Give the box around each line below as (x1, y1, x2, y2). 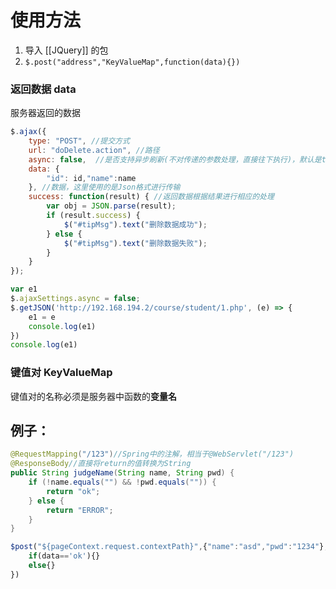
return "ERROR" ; (46, 505, 114, 515)
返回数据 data (10, 82, 77, 96)
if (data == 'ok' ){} (28, 551, 101, 561)
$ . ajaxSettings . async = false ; (10, 294, 141, 304)
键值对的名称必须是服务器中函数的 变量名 (10, 390, 177, 402)
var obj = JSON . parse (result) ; (46, 201, 177, 211)
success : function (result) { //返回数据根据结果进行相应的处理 (28, 192, 275, 202)
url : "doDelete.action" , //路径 (28, 145, 160, 155)
